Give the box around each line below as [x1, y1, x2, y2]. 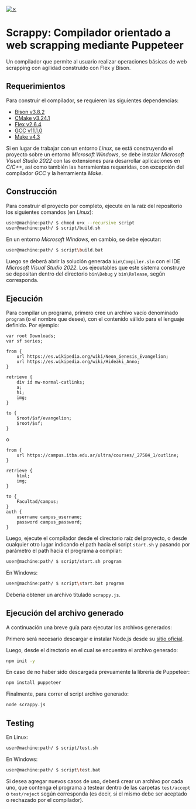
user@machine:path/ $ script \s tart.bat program [6, 580, 125, 586]
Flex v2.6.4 [14, 120, 42, 127]
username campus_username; [16, 514, 82, 520]
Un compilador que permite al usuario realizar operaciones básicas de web [6, 58, 187, 65]
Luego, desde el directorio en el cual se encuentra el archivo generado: [6, 646, 178, 653]
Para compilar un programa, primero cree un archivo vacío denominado [6, 309, 178, 316]
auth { [6, 509, 22, 515]
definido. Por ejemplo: [6, 322, 60, 328]
